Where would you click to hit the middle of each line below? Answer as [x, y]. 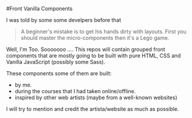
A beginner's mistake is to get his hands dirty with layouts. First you [103, 31]
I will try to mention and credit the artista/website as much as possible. [93, 109]
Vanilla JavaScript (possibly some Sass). [56, 62]
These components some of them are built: [59, 73]
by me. [23, 85]
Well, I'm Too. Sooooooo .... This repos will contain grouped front [86, 49]
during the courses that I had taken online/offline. [75, 91]
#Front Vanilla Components [40, 9]
